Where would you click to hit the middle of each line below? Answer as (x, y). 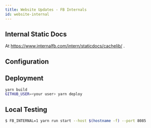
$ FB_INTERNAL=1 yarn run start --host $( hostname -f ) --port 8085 (76, 121)
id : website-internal (27, 14)
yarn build (16, 90)
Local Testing (26, 110)
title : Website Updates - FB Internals (46, 10)
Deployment (24, 79)
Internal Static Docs (36, 34)
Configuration (27, 61)
